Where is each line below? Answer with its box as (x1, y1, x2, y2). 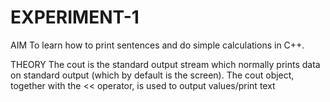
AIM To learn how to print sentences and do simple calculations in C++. (10, 39, 305, 51)
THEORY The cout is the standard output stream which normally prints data (10, 58, 321, 70)
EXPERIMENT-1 (10, 6, 140, 29)
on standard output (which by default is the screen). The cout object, (10, 69, 295, 81)
